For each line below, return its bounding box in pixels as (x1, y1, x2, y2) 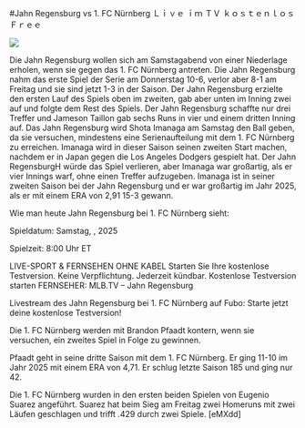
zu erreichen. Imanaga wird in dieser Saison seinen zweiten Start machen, (9, 142, 288, 152)
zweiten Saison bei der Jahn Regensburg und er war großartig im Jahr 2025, (9, 180, 297, 191)
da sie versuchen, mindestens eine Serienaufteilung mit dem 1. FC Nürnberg (9, 132, 295, 143)
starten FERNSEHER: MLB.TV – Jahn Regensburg (9, 280, 194, 290)
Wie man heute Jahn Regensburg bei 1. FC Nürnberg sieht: (9, 208, 229, 219)
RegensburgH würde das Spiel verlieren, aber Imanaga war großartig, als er (9, 161, 293, 171)
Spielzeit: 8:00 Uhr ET (9, 243, 92, 253)
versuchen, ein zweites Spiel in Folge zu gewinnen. (9, 335, 202, 345)
